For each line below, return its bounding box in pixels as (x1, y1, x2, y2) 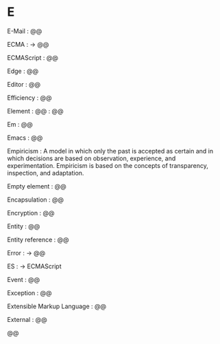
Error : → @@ (7, 248, 46, 257)
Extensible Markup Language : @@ (7, 302, 106, 310)
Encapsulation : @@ (7, 195, 64, 204)
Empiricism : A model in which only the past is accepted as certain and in (7, 147, 214, 155)
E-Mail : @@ (7, 27, 42, 35)
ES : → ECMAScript (7, 262, 62, 270)
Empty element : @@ (7, 182, 66, 190)
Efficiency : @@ (7, 94, 52, 102)
